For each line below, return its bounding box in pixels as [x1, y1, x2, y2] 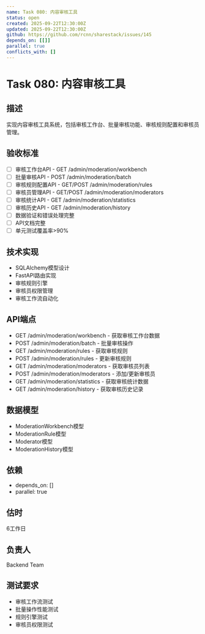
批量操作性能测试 [15, 605, 59, 613]
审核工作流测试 [15, 598, 53, 605]
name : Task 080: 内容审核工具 [6, 9, 78, 15]
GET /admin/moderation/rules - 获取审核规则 [15, 347, 129, 354]
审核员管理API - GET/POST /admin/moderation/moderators [15, 188, 164, 196]
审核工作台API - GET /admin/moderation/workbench [15, 165, 147, 173]
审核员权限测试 [15, 621, 53, 628]
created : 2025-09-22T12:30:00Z [6, 20, 86, 26]
